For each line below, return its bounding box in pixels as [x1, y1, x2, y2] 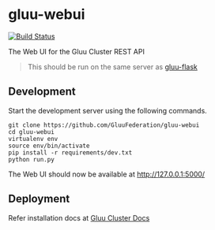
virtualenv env [8, 135, 58, 143]
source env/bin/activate [8, 142, 90, 150]
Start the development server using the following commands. [8, 106, 207, 115]
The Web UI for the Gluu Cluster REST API [8, 46, 145, 56]
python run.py [8, 155, 55, 163]
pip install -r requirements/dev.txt [8, 148, 133, 157]
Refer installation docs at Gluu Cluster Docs [8, 213, 150, 222]
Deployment [8, 192, 70, 206]
